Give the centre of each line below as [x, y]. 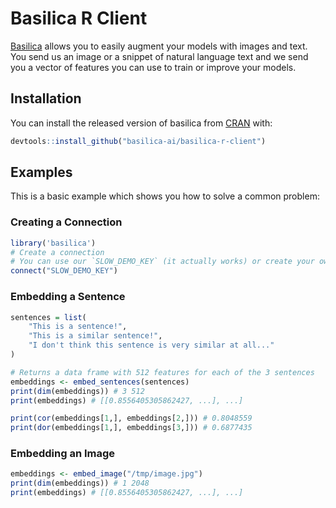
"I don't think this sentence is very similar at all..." [151, 345]
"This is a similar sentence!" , [95, 336]
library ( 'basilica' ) [53, 243]
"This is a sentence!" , [78, 327]
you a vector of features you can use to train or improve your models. [153, 67]
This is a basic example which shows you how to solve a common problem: [165, 196]
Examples [41, 172]
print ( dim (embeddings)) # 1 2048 [80, 483]
